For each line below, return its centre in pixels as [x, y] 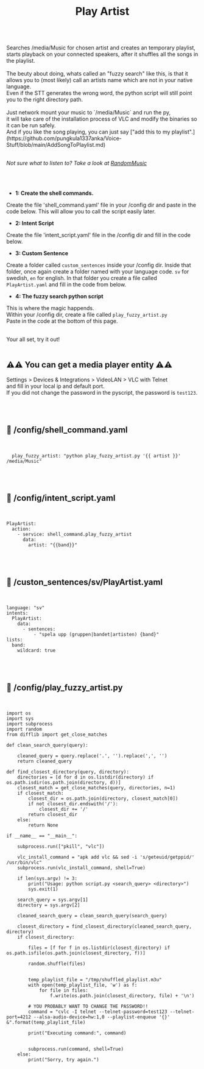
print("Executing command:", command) [77, 1033]
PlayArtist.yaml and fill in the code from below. [66, 284]
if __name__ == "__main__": [42, 836]
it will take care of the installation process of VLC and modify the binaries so [102, 119]
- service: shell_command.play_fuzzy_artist [75, 534]
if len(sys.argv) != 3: [47, 878]
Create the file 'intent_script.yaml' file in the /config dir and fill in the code [98, 235]
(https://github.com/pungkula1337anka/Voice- [64, 138]
